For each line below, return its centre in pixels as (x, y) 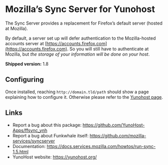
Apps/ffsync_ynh (30, 130)
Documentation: (29, 146)
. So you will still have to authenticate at (108, 49)
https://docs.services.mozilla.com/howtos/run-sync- (101, 146)
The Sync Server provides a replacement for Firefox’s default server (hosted (84, 23)
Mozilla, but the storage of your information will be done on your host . (77, 54)
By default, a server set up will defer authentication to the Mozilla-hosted (81, 38)
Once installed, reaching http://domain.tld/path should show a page (77, 92)
